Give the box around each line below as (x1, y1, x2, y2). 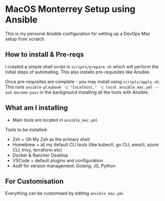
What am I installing (5, 104, 68, 112)
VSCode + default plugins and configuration (12, 157, 103, 163)
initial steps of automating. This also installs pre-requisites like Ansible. (5, 69, 151, 75)
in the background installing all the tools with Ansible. (39, 89, 150, 95)
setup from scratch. (5, 36, 46, 42)
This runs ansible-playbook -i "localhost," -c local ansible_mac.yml (5, 84, 153, 90)
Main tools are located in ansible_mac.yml (12, 117, 98, 123)
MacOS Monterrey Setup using (5, 3, 136, 15)
